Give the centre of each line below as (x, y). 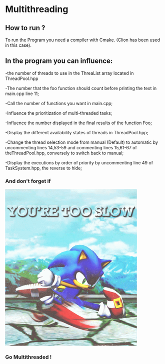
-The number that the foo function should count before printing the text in (81, 88)
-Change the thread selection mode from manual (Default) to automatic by (82, 142)
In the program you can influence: (59, 61)
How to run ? (25, 28)
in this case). (18, 45)
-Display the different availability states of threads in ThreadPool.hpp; (77, 132)
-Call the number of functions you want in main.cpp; (59, 103)
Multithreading (37, 9)
